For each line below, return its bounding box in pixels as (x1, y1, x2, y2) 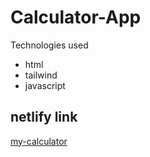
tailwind (24, 69, 58, 81)
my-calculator (10, 135, 68, 147)
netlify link (10, 109, 78, 126)
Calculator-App (10, 6, 142, 29)
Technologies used (10, 39, 89, 51)
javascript (24, 79, 66, 91)
